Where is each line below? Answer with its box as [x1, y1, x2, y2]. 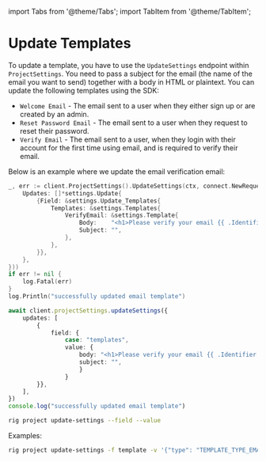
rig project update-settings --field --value [8, 417, 161, 425]
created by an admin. [19, 109, 89, 119]
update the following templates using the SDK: [8, 85, 160, 95]
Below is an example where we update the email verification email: [8, 166, 226, 176]
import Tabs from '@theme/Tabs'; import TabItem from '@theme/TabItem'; [8, 7, 252, 16]
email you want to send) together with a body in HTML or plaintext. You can [8, 77, 255, 86]
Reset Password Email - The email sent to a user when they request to [19, 118, 248, 127]
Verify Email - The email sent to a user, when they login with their [19, 134, 236, 144]
